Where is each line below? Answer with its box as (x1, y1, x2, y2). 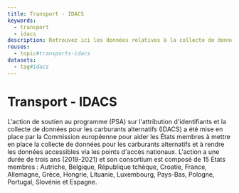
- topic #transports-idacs (14, 50, 91, 57)
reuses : (7, 43, 31, 50)
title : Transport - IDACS (7, 10, 84, 18)
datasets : (7, 57, 37, 64)
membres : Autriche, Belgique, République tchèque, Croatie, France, (7, 162, 208, 171)
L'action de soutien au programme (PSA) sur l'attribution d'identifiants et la (7, 117, 226, 126)
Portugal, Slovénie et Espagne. (7, 177, 97, 186)
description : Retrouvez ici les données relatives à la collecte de (7, 37, 215, 44)
